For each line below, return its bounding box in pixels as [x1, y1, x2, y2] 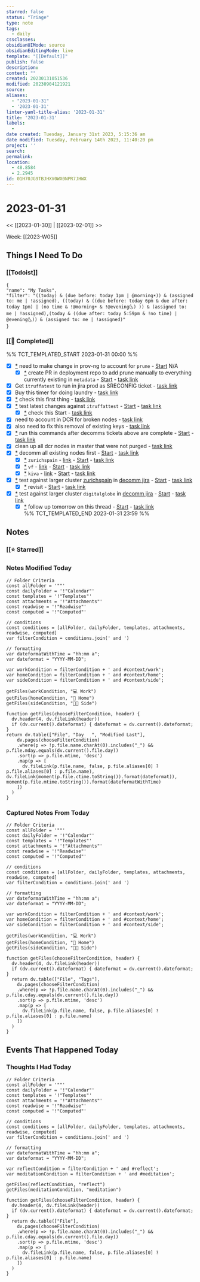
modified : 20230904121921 [6, 81, 70, 87]
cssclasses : [6, 37, 36, 43]
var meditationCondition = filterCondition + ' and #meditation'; [6, 1171, 175, 1177]
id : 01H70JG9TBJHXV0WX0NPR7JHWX [6, 176, 87, 182]
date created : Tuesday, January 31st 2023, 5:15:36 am [6, 131, 146, 138]
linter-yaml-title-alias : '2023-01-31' [6, 109, 106, 115]
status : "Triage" [6, 14, 50, 20]
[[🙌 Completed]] [6, 337, 54, 345]
